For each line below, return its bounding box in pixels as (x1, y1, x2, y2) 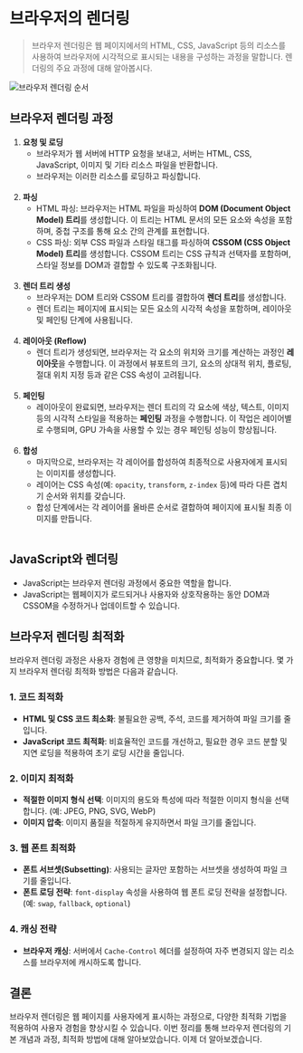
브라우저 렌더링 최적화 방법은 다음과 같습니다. (18, 666, 179, 677)
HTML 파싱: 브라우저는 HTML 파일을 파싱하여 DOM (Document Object (35, 203, 291, 214)
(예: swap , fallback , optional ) (22, 898, 131, 909)
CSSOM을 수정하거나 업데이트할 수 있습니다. (22, 599, 181, 611)
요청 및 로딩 (22, 137, 63, 148)
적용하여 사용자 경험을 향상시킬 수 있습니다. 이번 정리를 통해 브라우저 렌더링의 (9, 1022, 282, 1033)
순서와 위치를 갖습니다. (45, 490, 127, 501)
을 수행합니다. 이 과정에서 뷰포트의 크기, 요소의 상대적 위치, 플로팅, (58, 358, 292, 369)
